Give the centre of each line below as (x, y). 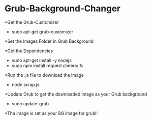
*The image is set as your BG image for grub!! (51, 113)
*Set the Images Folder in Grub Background (49, 41)
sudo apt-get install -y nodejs (42, 60)
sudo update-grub (30, 103)
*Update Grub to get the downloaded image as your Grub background (76, 94)
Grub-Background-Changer (63, 9)
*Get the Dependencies (29, 51)
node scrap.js (26, 85)
